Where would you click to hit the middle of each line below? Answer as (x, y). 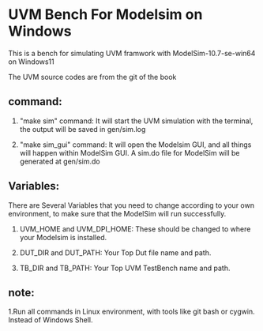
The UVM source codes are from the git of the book (92, 77)
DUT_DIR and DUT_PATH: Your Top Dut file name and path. (115, 252)
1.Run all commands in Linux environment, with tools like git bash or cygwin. (131, 312)
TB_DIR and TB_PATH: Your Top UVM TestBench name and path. (125, 268)
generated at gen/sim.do (60, 161)
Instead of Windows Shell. (51, 320)
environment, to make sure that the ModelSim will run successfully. (117, 213)
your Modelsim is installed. (63, 237)
